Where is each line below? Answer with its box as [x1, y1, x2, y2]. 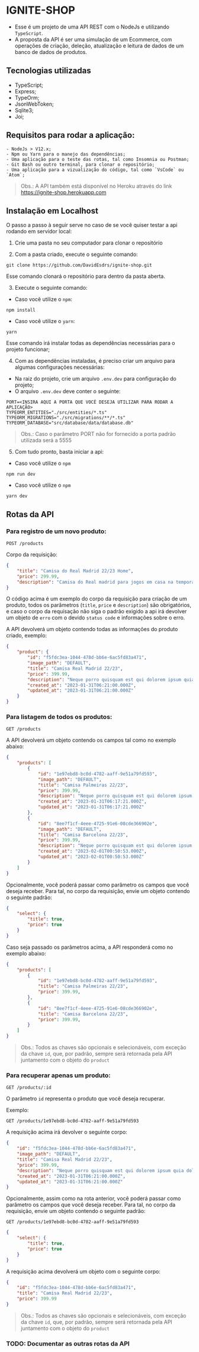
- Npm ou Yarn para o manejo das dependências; [6, 151, 126, 157]
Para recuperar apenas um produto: [6, 1071, 111, 1079]
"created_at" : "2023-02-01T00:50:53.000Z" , [37, 848, 147, 854]
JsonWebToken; [14, 100, 54, 107]
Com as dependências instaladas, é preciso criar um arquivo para [14, 357, 175, 365]
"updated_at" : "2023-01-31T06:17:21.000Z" [37, 804, 145, 810]
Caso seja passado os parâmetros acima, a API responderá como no [6, 943, 174, 951]
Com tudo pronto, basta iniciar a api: [14, 448, 104, 455]
